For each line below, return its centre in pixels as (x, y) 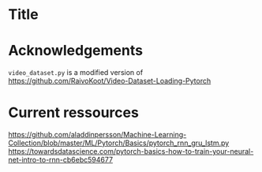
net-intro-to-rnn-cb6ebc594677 (60, 160)
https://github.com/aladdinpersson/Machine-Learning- (97, 135)
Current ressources (74, 113)
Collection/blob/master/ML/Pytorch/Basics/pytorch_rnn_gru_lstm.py (119, 143)
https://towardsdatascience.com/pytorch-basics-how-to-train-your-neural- (131, 151)
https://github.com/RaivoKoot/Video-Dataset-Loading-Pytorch (110, 81)
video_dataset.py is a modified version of (76, 73)
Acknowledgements (76, 51)
